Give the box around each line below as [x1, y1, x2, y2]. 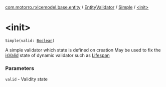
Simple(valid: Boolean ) [5, 38, 55, 43]
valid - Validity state [5, 76, 48, 82]
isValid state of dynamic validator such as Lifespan [5, 52, 110, 58]
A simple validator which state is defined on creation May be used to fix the [5, 47, 161, 53]
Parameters [5, 64, 34, 71]
